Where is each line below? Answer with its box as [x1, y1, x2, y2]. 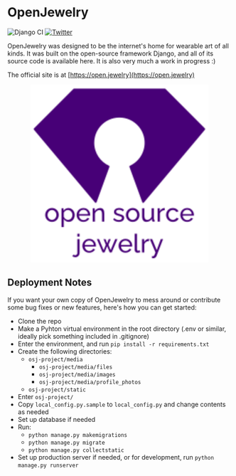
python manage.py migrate [28, 439, 105, 446]
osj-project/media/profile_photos [38, 379, 141, 386]
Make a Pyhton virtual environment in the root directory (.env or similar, [17, 324, 227, 333]
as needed [17, 407, 49, 416]
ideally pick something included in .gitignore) [17, 332, 149, 340]
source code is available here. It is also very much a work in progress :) [7, 56, 216, 65]
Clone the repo [17, 317, 62, 325]
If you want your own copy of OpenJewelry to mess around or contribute [7, 295, 221, 304]
